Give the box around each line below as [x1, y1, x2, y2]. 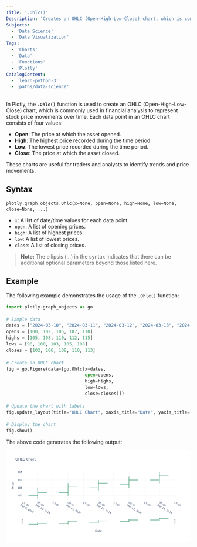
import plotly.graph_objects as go [6, 304, 93, 310]
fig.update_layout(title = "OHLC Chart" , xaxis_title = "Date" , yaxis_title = [6, 409, 191, 415]
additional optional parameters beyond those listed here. [20, 259, 157, 266]
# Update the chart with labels [6, 403, 85, 409]
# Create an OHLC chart [6, 360, 64, 365]
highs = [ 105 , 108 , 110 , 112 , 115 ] [6, 335, 93, 341]
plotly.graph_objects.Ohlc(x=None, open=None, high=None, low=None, [6, 200, 177, 206]
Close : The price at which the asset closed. [14, 150, 120, 157]
